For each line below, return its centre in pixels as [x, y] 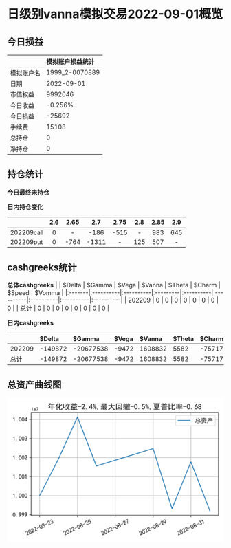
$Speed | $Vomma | [35, 293]
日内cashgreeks [30, 323]
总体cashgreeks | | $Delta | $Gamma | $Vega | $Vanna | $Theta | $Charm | [114, 285]
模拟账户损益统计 [70, 61]
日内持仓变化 [25, 206]
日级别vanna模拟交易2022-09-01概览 [115, 14]
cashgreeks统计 [42, 267]
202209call [27, 232]
